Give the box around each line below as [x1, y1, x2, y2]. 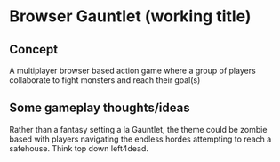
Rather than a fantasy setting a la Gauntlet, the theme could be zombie [9, 124, 268, 134]
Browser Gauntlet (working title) [9, 6, 252, 27]
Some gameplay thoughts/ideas [9, 101, 190, 116]
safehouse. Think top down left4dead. [9, 142, 149, 153]
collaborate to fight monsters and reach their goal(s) [9, 75, 201, 85]
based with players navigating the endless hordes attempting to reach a [9, 134, 272, 144]
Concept [9, 42, 59, 57]
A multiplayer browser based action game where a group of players [9, 65, 256, 76]
